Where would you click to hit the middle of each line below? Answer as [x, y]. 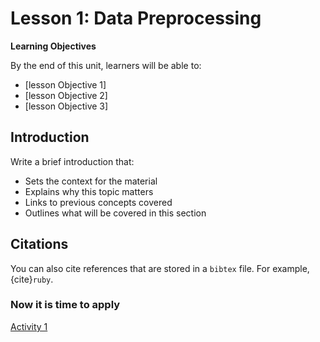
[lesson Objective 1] [65, 84]
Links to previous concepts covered [98, 202]
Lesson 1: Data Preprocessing [136, 18]
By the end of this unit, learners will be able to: [106, 65]
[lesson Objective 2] [66, 95]
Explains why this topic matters [89, 191]
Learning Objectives [53, 46]
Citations [39, 244]
